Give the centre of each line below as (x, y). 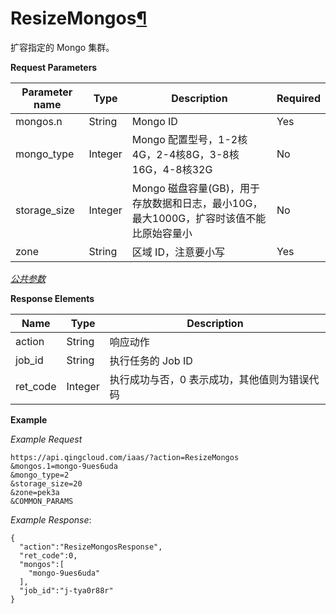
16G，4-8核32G (172, 169)
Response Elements (52, 298)
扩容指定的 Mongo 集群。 (62, 47)
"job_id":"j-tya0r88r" (66, 590)
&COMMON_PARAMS (42, 501)
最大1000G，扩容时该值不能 (199, 218)
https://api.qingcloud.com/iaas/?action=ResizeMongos (125, 457)
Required (298, 98)
